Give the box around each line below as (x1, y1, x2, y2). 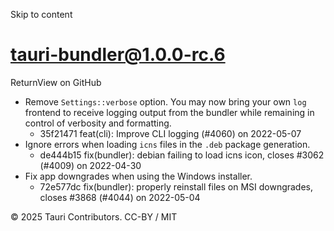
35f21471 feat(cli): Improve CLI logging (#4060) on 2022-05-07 (39, 127, 302, 139)
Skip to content (10, 9, 73, 20)
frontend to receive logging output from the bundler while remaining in (24, 106, 315, 118)
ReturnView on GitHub (10, 76, 102, 88)
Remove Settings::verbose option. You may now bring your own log (24, 95, 307, 108)
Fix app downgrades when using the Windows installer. (24, 170, 253, 182)
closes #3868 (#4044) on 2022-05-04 (39, 191, 201, 203)
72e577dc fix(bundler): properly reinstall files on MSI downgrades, (39, 180, 314, 193)
